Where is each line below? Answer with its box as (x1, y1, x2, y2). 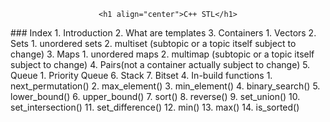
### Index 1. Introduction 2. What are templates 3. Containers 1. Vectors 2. (10, 27, 317, 39)
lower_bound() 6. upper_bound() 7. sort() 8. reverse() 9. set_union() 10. (10, 91, 301, 102)
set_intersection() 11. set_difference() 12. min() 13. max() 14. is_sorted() (10, 101, 300, 113)
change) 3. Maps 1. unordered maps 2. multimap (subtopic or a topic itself (10, 48, 315, 60)
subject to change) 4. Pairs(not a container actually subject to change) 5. (10, 59, 311, 70)
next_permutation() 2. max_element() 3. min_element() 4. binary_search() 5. (10, 80, 321, 92)
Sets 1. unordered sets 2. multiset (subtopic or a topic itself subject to (10, 38, 297, 49)
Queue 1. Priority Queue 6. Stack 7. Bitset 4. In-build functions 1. (10, 70, 273, 81)
